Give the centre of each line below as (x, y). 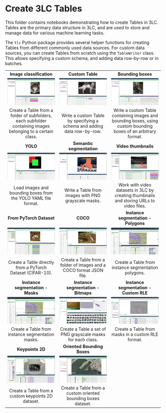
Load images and (31, 187)
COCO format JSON (83, 270)
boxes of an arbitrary (135, 131)
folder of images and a (83, 265)
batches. (14, 63)
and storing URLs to (135, 201)
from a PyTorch (31, 267)
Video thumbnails (135, 146)
